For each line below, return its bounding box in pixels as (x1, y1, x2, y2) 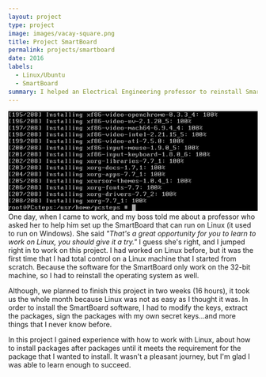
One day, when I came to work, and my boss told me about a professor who (8, 212, 256, 221)
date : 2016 (8, 55, 44, 62)
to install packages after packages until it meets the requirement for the (8, 344, 241, 353)
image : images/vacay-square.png (8, 29, 115, 37)
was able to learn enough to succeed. (8, 360, 131, 370)
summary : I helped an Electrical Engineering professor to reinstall (8, 88, 243, 96)
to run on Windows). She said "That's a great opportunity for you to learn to (8, 229, 256, 239)
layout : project (8, 13, 62, 21)
